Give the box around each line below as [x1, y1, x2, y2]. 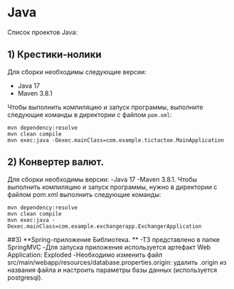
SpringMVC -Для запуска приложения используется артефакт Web [7, 243, 211, 251]
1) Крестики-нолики [7, 49, 102, 61]
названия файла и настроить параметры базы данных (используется [7, 265, 218, 274]
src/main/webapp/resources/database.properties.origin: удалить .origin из [7, 258, 227, 266]
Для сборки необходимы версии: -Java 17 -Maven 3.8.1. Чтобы [7, 175, 198, 183]
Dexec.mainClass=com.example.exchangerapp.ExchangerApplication [7, 223, 202, 230]
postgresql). [7, 273, 43, 282]
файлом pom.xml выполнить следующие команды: [7, 190, 161, 198]
